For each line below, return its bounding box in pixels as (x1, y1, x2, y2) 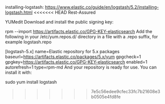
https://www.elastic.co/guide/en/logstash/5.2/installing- (44, 4, 159, 10)
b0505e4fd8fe (91, 94, 121, 100)
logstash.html (5, 9, 33, 15)
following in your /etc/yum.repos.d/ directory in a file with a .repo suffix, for (5, 34, 158, 39)
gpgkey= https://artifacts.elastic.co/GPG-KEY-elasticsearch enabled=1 (5, 59, 147, 65)
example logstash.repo (5, 39, 52, 45)
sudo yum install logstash (5, 79, 57, 85)
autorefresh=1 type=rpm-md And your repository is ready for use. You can (5, 64, 157, 70)
